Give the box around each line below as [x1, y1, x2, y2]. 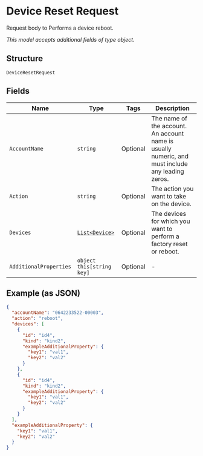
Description [155, 104, 190, 112]
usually [150, 144, 172, 152]
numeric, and [150, 152, 189, 160]
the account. [150, 122, 187, 130]
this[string [77, 263, 112, 270]
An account [150, 129, 184, 137]
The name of [150, 114, 187, 122]
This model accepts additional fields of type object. [6, 36, 135, 43]
